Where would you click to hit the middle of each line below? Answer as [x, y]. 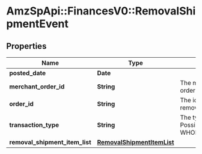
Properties [26, 46]
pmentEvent [38, 24]
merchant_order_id [37, 87]
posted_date [28, 73]
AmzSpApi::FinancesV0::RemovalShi [101, 11]
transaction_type [34, 125]
